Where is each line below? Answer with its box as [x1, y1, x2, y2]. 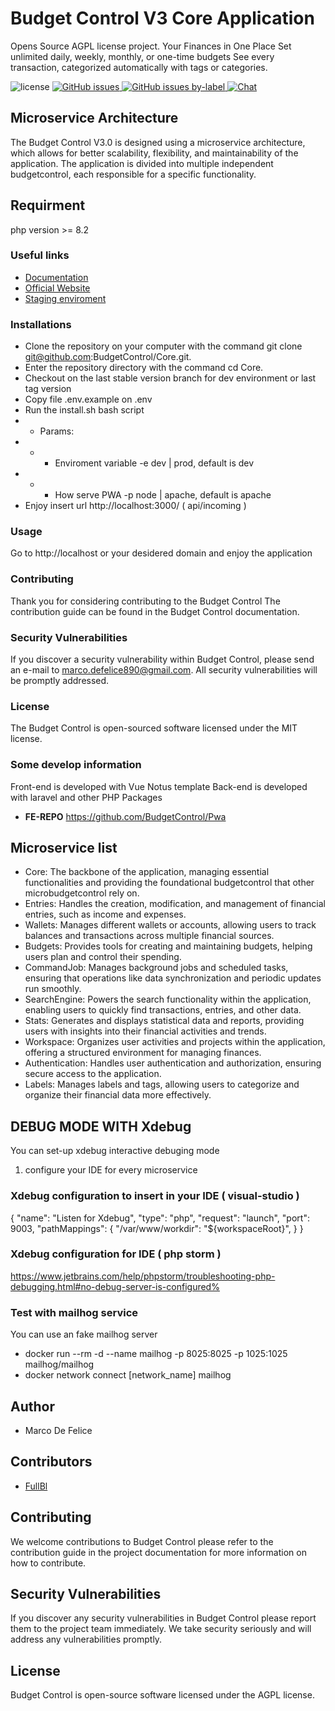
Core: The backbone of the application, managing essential [24, 866, 270, 878]
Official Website [24, 282, 91, 294]
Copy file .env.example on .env [24, 393, 153, 406]
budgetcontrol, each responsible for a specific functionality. [10, 168, 257, 180]
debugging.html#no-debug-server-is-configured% [10, 1280, 220, 1292]
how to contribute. [10, 1557, 87, 1569]
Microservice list [10, 840, 118, 857]
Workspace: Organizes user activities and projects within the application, [24, 1036, 326, 1048]
